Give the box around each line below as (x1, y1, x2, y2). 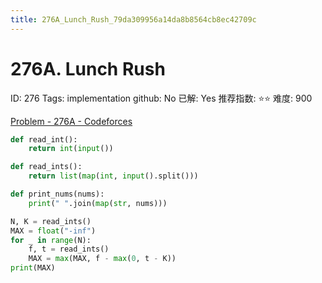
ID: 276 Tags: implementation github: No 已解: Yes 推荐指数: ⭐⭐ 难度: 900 (10, 92, 313, 104)
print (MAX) (10, 263, 56, 273)
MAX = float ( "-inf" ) (10, 226, 97, 236)
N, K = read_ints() (10, 216, 92, 226)
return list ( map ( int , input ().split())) (28, 171, 199, 181)
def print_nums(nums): (10, 189, 105, 200)
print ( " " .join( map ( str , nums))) (28, 198, 168, 208)
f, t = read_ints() (28, 244, 110, 255)
